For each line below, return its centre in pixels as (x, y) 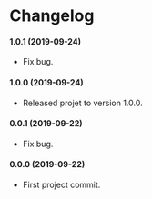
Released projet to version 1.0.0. (82, 103)
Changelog (52, 16)
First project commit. (61, 184)
